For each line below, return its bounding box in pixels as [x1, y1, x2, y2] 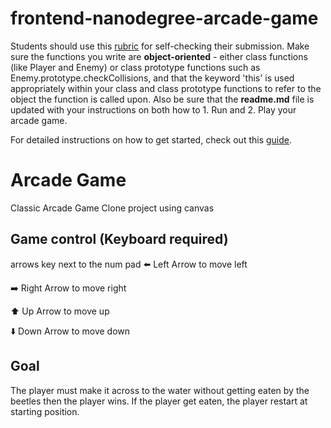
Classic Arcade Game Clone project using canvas [10, 202, 215, 214]
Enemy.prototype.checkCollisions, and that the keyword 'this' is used [10, 72, 295, 84]
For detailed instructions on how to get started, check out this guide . [10, 133, 293, 146]
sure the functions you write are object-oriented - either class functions [10, 50, 308, 62]
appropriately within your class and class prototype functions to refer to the [10, 82, 322, 94]
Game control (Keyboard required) [10, 231, 229, 248]
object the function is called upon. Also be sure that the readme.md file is [10, 93, 315, 105]
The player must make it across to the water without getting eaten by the [10, 384, 310, 396]
